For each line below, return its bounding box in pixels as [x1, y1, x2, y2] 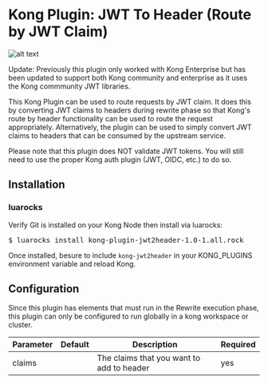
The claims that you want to [97, 353, 201, 364]
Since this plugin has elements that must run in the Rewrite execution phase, [8, 303, 259, 313]
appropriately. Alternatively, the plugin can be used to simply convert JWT [8, 122, 253, 132]
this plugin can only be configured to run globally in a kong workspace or [8, 311, 249, 321]
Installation [8, 178, 65, 192]
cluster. [8, 320, 33, 330]
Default [60, 339, 89, 350]
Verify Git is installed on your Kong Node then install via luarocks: [8, 220, 223, 229]
